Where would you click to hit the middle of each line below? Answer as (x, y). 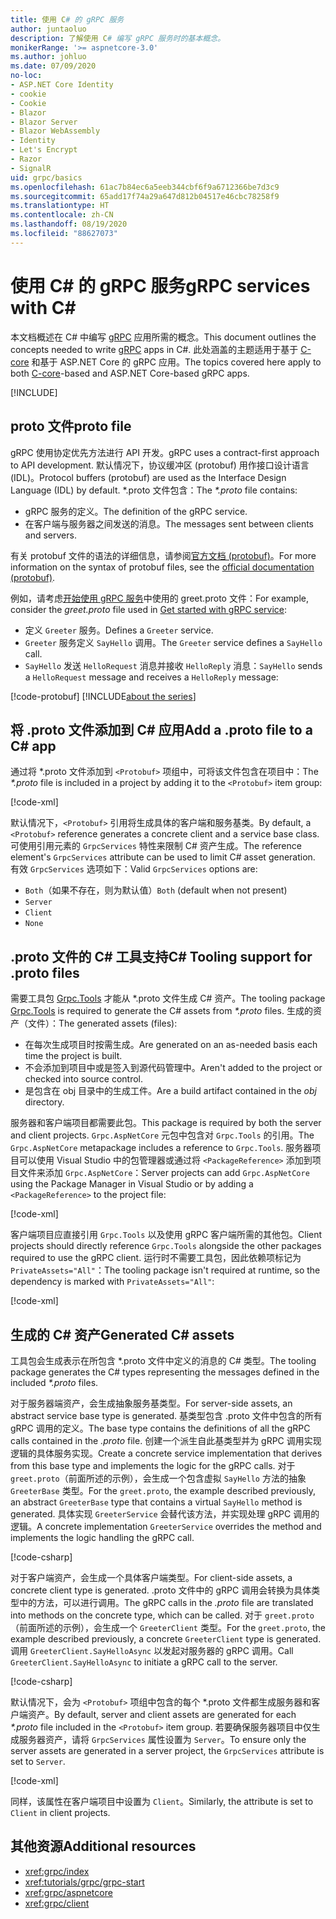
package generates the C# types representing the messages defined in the (165, 1372)
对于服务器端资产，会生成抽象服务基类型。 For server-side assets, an (151, 1403)
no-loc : (26, 76)
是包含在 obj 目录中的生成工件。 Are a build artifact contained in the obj (170, 1091)
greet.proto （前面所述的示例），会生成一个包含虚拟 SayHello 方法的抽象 (158, 1478)
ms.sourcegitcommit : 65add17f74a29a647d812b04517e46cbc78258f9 (145, 196)
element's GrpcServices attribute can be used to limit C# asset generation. (163, 857)
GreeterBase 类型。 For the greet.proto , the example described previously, (163, 1490)
